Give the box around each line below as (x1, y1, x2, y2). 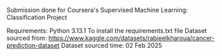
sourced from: (6, 34, 47, 42)
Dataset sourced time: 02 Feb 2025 (60, 41, 162, 49)
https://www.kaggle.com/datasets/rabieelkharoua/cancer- (48, 34, 215, 42)
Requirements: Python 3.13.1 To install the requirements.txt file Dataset (6, 27, 207, 35)
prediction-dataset (6, 41, 60, 49)
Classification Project (6, 13, 67, 21)
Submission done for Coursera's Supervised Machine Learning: (6, 6, 188, 14)
